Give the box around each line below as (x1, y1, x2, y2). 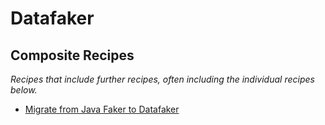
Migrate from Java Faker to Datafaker (24, 103, 180, 115)
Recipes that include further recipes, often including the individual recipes (10, 73, 315, 85)
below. (10, 84, 38, 96)
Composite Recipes (10, 47, 135, 64)
